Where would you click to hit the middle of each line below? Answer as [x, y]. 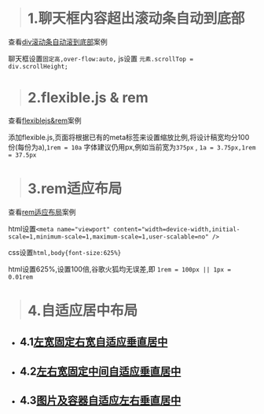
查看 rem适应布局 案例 [42, 212]
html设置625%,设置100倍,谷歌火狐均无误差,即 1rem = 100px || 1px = [120, 269]
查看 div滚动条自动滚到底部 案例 [58, 42]
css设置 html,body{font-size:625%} [65, 252]
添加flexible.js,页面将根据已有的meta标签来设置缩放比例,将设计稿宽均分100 [129, 137]
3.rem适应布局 [75, 189]
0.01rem [21, 277]
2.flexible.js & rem [88, 98]
